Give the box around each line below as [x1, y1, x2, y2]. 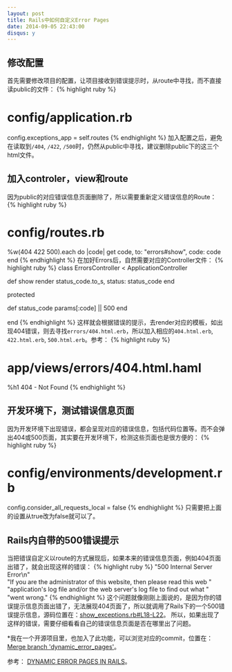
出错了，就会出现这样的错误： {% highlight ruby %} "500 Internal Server [7, 563, 213, 571]
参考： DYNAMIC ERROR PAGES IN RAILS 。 [7, 657, 131, 666]
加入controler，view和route [7, 173, 129, 185]
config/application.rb [7, 110, 133, 125]
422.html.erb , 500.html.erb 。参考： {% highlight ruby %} [7, 335, 171, 343]
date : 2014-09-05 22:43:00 [7, 23, 85, 30]
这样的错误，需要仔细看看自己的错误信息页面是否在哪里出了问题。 [7, 619, 195, 628]
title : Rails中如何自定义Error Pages [7, 17, 110, 24]
